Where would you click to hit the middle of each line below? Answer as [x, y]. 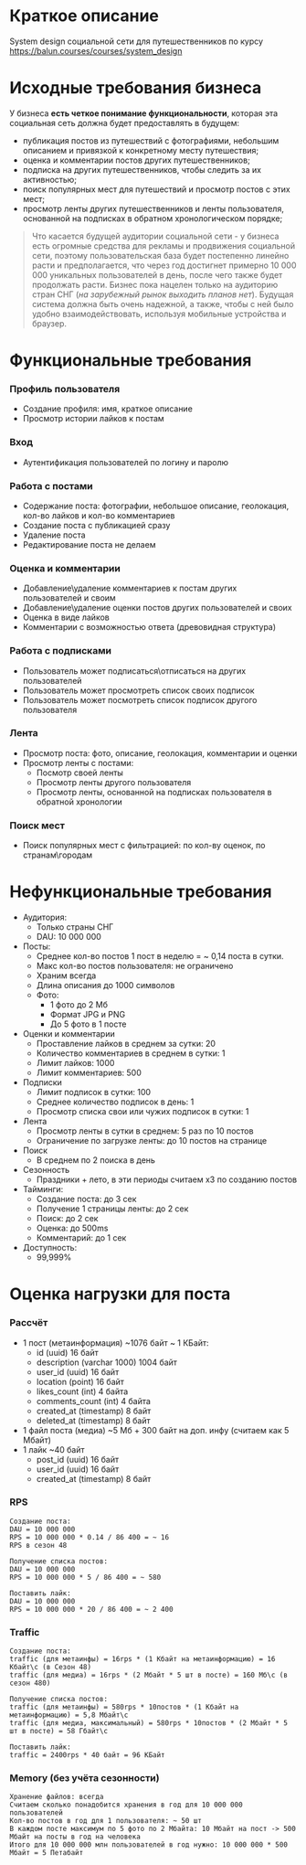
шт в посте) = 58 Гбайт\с [58, 1732]
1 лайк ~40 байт [53, 1449]
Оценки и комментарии [69, 1034]
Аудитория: [44, 917]
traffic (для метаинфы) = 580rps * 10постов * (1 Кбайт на [124, 1707]
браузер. [49, 323]
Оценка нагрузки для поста [120, 1294]
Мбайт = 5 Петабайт [47, 1853]
